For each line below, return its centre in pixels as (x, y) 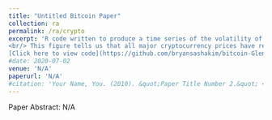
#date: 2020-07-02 (39, 62)
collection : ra (34, 24)
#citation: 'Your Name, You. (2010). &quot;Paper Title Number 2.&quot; (134, 84)
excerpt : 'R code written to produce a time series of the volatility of (136, 39)
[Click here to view (43, 54)
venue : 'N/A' (30, 69)
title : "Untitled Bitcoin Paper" (65, 16)
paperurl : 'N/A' (36, 76)
